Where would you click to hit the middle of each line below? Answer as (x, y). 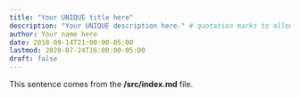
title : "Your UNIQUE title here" (71, 17)
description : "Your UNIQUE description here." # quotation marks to (139, 26)
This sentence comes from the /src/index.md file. (101, 84)
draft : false (33, 59)
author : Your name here (54, 34)
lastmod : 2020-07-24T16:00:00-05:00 (77, 51)
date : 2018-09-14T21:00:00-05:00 (71, 42)
